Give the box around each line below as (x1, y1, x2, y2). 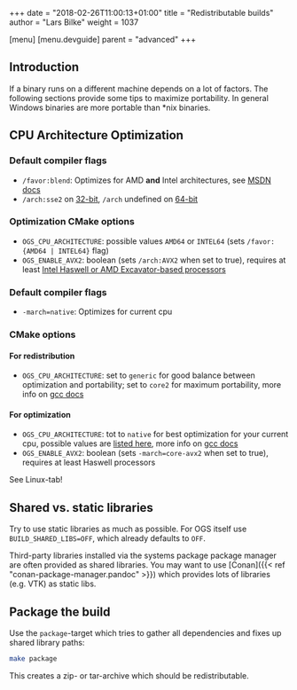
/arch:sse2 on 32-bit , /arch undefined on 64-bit (21, 193, 198, 204)
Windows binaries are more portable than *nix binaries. (9, 102, 211, 113)
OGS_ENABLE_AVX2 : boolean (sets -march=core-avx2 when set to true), (21, 448, 269, 459)
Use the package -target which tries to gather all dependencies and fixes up (9, 628, 282, 639)
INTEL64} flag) (58, 245, 109, 255)
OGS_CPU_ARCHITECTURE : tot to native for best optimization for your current (21, 429, 289, 440)
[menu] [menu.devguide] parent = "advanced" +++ (9, 35, 197, 44)
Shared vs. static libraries (9, 500, 153, 515)
